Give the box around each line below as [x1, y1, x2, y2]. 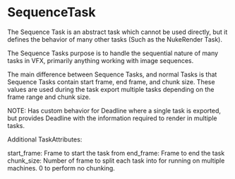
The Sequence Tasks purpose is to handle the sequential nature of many [7, 49, 219, 57]
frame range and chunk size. [7, 93, 91, 101]
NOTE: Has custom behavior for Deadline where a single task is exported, [7, 106, 221, 115]
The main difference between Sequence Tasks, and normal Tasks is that [7, 70, 217, 79]
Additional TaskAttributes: [7, 135, 83, 144]
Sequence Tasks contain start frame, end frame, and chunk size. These [7, 77, 215, 86]
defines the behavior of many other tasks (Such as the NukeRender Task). [7, 35, 222, 43]
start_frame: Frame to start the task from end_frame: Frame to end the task [7, 149, 225, 157]
